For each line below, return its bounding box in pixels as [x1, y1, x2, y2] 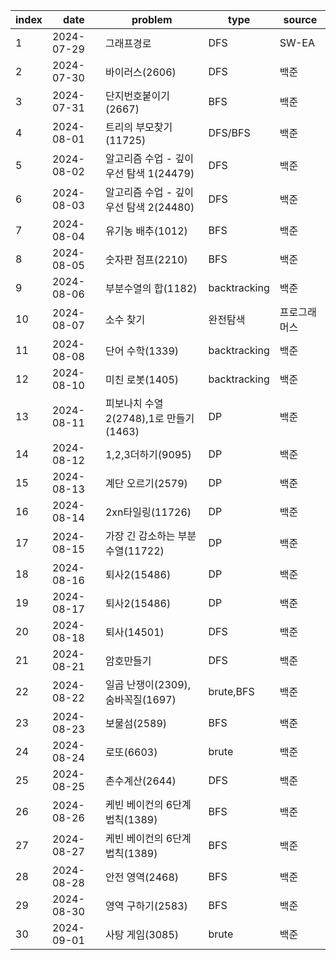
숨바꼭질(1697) [104, 693, 177, 706]
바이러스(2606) [104, 65, 177, 79]
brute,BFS [208, 685, 255, 698]
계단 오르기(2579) [104, 477, 188, 490]
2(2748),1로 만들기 [104, 412, 195, 425]
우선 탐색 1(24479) [104, 167, 195, 180]
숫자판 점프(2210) [104, 253, 188, 266]
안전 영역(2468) [104, 870, 180, 884]
